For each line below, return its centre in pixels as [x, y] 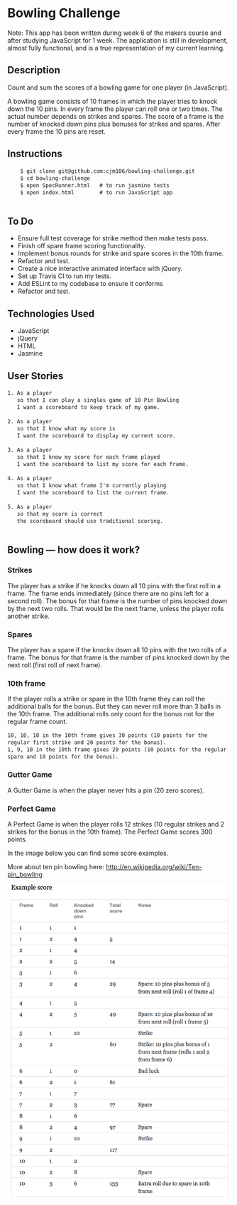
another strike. [29, 616]
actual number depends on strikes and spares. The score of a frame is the [116, 116]
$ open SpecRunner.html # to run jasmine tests [95, 185]
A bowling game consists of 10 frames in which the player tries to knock [112, 101]
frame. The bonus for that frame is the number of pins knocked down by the [118, 657]
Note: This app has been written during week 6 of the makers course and [114, 33]
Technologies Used [51, 313]
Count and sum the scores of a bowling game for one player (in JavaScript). [118, 87]
